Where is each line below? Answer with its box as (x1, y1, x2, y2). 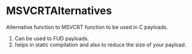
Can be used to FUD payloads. (14, 35, 90, 42)
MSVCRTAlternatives (6, 4, 112, 18)
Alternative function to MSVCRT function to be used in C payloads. (6, 23, 168, 31)
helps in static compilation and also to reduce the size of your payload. (14, 41, 187, 48)
